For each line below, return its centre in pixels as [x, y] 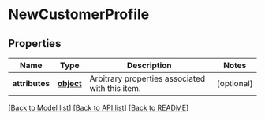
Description [149, 65]
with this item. [115, 88]
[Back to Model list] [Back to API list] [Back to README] [99, 108]
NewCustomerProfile [79, 15]
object [70, 84]
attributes [31, 84]
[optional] [235, 84]
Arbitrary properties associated [147, 78]
